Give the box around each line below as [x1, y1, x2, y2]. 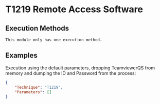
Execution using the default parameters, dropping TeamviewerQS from [5, 65, 155, 71]
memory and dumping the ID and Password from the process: [5, 70, 136, 76]
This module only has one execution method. [5, 37, 102, 42]
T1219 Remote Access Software [5, 4, 143, 15]
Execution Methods [5, 24, 69, 33]
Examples [5, 51, 38, 60]
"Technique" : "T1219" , [14, 85, 63, 90]
